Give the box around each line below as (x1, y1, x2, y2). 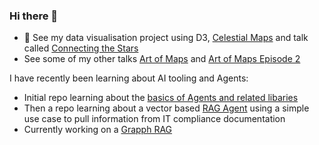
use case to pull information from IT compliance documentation (23, 113, 286, 125)
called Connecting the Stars (23, 42, 139, 54)
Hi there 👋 (9, 9, 59, 23)
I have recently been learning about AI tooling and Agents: (9, 72, 249, 84)
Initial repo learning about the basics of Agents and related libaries (23, 92, 299, 104)
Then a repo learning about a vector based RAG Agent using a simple (23, 102, 310, 114)
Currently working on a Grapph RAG (23, 124, 173, 136)
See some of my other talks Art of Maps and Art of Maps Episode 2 (23, 53, 301, 65)
